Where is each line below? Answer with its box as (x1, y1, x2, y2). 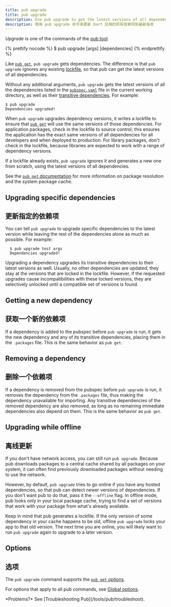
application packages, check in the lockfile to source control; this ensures (5, 126, 160, 132)
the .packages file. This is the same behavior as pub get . (5, 339, 123, 345)
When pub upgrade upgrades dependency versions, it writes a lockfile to (5, 116, 157, 122)
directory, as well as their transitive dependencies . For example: (5, 92, 139, 98)
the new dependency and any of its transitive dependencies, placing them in (5, 334, 165, 340)
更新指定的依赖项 (5, 212, 59, 220)
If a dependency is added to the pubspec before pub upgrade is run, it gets (5, 328, 161, 335)
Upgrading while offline (5, 423, 81, 432)
